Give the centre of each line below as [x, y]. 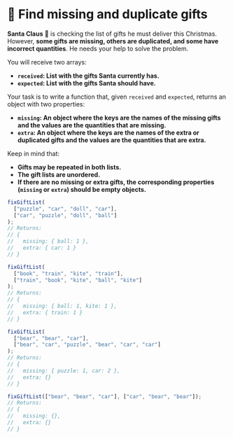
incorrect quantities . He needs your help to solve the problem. [98, 48]
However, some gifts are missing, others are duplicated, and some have [113, 41]
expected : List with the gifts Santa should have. [86, 83]
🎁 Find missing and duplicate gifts [107, 14]
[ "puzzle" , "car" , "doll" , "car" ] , [65, 209]
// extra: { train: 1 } [45, 312]
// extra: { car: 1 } [42, 248]
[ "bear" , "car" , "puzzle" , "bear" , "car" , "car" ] [87, 345]
